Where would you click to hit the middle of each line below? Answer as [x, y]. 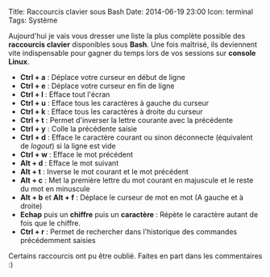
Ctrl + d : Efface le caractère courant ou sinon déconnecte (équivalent [136, 137]
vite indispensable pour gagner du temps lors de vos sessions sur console [132, 53]
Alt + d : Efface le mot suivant [69, 163]
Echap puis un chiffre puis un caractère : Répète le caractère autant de [139, 214]
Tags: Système [33, 20]
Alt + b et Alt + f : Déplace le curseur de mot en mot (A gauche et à [132, 197]
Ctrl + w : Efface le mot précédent [77, 154]
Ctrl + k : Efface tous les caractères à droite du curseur [111, 111]
